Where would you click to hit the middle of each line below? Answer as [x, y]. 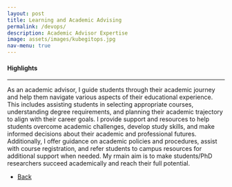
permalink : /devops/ [37, 26]
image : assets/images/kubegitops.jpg [61, 39]
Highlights [22, 68]
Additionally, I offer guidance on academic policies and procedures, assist [112, 141]
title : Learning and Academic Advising [65, 20]
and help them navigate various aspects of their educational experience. [110, 97]
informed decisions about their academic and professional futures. [102, 134]
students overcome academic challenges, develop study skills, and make [111, 127]
